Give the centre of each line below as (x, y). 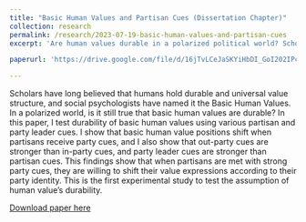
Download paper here (50, 208)
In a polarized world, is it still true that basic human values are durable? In (147, 113)
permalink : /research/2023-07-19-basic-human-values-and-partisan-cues (148, 35)
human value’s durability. (56, 190)
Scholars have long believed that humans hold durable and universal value (149, 94)
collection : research (51, 26)
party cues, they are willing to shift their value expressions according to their (153, 171)
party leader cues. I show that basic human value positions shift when (140, 132)
